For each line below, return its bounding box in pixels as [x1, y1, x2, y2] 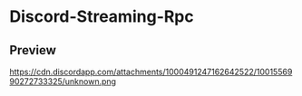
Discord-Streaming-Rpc [9, 6, 194, 27]
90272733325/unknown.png [9, 76, 116, 87]
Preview [9, 43, 57, 58]
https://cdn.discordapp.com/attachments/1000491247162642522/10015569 [9, 66, 293, 77]
